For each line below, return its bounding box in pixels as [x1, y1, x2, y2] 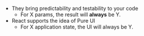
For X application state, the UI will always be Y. [20, 23, 133, 30]
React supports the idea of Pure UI [11, 17, 95, 24]
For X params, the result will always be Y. [20, 11, 121, 18]
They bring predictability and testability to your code [11, 5, 139, 12]
